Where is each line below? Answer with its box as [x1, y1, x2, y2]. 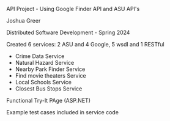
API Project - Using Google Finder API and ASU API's [6, 5, 140, 12]
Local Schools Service [15, 79, 72, 86]
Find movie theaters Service [15, 72, 87, 79]
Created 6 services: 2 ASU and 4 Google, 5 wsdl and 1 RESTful [6, 41, 164, 48]
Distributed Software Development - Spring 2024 [6, 29, 130, 36]
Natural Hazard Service [15, 59, 75, 66]
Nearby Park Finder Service [15, 65, 86, 73]
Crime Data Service [15, 53, 65, 60]
